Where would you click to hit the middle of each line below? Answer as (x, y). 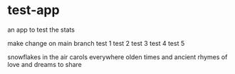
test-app (33, 10)
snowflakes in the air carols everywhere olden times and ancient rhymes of (117, 57)
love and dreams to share (45, 64)
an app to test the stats (41, 30)
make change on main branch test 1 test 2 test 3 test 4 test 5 (96, 43)
